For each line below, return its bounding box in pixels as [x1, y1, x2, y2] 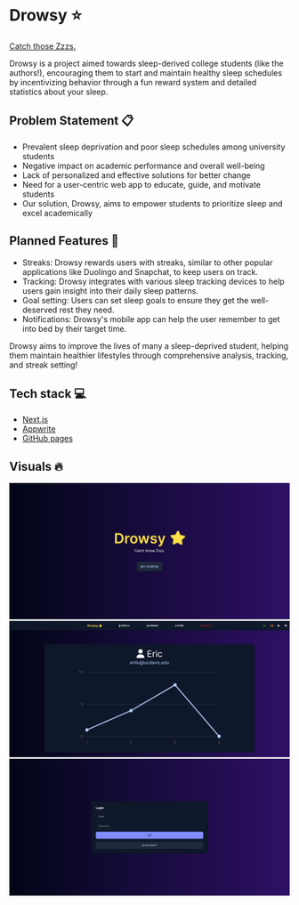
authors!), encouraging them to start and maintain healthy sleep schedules [9, 67, 283, 78]
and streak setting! [9, 360, 78, 370]
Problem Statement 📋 [9, 113, 134, 128]
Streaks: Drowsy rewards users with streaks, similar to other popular [21, 257, 273, 268]
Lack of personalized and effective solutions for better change [21, 169, 251, 181]
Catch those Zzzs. [9, 40, 77, 52]
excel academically [21, 207, 93, 218]
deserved [21, 304, 58, 315]
